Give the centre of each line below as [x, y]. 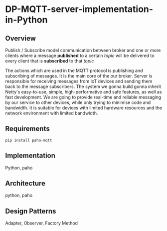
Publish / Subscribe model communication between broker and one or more [83, 50]
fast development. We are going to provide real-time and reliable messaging [83, 97]
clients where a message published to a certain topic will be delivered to [80, 55]
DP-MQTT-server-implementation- [79, 9]
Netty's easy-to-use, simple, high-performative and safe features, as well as [83, 92]
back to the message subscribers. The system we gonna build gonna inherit [83, 86]
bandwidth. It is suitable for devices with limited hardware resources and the [84, 108]
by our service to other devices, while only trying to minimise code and [78, 102]
